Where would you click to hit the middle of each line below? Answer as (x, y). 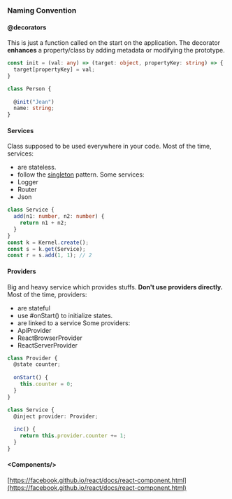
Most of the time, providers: (47, 294)
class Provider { (32, 358)
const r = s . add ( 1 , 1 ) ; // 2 (50, 255)
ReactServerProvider (48, 345)
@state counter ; (37, 364)
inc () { (25, 430)
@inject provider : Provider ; (56, 416)
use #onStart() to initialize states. (65, 315)
